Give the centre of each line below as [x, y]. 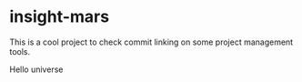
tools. [20, 51]
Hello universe [36, 69]
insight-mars [60, 17]
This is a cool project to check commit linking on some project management [151, 42]
